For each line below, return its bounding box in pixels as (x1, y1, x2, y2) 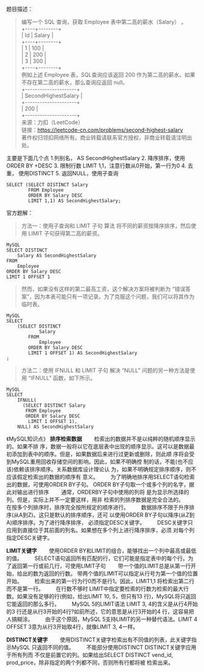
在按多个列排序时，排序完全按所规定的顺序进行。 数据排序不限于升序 (6, 504, 189, 511)
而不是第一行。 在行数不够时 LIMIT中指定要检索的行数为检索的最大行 (6, 585, 189, 592)
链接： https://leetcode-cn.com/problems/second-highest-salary (21, 127, 183, 133)
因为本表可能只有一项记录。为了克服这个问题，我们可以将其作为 (34, 293, 195, 300)
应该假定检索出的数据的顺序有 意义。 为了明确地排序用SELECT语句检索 (6, 474, 195, 480)
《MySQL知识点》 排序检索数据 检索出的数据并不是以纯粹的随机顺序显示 (6, 435, 196, 443)
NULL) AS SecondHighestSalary (17, 424, 94, 430)
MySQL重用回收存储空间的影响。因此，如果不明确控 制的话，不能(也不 (11, 458, 189, 465)
